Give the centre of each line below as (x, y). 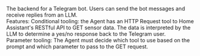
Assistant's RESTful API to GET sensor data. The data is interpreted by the (98, 27)
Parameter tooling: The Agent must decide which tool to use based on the (98, 40)
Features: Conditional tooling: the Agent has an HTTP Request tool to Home (100, 21)
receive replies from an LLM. (42, 15)
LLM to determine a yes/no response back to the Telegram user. (86, 34)
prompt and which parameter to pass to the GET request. (77, 46)
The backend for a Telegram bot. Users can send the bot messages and (96, 9)
